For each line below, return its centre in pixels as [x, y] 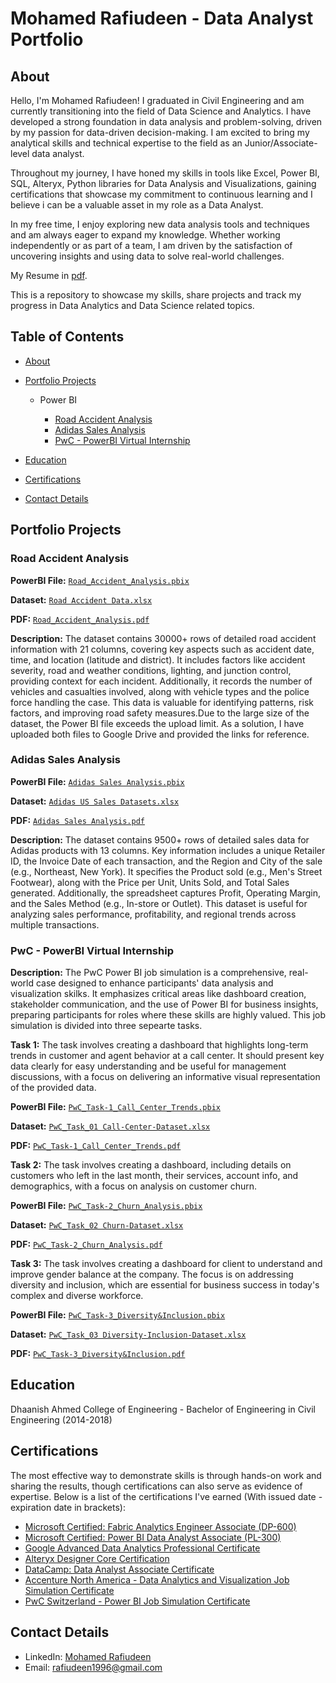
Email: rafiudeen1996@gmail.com [93, 1667]
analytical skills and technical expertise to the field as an [126, 143]
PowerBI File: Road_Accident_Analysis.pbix [100, 580]
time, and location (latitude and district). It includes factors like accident [158, 659]
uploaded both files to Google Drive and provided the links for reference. [160, 734]
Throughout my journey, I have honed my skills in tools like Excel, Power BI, [165, 173]
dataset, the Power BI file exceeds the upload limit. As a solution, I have [157, 723]
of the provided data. [53, 1088]
